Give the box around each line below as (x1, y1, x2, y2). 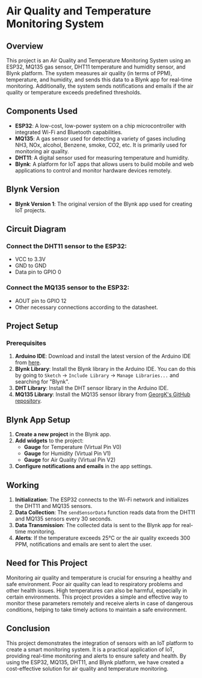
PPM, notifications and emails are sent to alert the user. (14, 540, 152, 548)
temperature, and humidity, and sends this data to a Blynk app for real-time (6, 76, 192, 83)
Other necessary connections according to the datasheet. (14, 304, 158, 311)
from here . (14, 359, 41, 366)
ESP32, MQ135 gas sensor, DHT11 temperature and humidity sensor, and (6, 63, 186, 70)
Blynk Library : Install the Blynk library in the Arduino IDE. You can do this (14, 365, 196, 373)
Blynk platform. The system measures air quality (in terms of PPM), (6, 70, 173, 76)
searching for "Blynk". (14, 378, 70, 385)
